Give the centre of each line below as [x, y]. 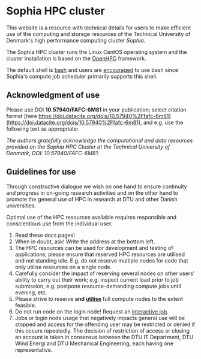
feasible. [25, 305]
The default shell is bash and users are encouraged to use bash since [92, 70]
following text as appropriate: [42, 129]
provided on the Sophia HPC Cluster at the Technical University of [88, 147]
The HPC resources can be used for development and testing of [94, 248]
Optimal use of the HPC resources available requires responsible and [91, 217]
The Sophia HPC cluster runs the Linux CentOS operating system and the [97, 52]
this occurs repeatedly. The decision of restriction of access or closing [102, 330]
